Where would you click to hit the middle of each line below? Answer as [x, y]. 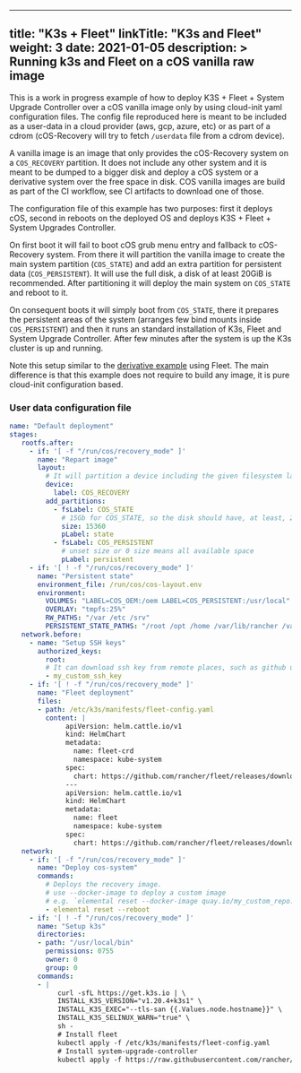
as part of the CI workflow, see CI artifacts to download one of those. [137, 191]
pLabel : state [88, 534]
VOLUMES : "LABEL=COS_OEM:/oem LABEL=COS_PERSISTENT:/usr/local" [168, 601]
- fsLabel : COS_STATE [94, 509]
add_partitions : [75, 501]
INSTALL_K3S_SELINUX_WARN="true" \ [124, 1018]
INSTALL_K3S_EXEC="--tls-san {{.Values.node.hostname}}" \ [169, 1009]
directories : [62, 935]
